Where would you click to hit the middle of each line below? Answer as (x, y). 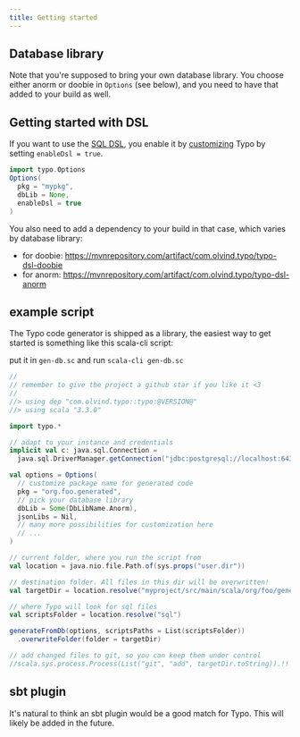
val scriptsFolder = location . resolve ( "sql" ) (95, 615)
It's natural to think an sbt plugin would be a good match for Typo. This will (146, 713)
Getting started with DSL (79, 122)
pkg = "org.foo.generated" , (70, 491)
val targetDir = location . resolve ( (75, 590)
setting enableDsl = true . (56, 154)
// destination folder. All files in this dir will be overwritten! (139, 582)
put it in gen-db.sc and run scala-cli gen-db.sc (96, 360)
